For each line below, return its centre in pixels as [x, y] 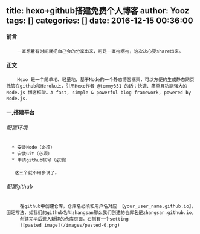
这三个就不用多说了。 [37, 172]
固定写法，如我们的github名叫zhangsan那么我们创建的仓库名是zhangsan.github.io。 [101, 213]
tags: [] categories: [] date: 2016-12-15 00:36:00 [100, 21]
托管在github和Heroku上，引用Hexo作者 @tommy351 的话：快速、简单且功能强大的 [97, 86]
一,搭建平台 [21, 112]
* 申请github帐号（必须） [40, 160]
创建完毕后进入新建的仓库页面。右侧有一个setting [74, 219]
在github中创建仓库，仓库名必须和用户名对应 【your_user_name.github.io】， [108, 206]
